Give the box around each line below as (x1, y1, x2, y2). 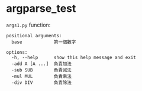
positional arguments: (6, 32, 62, 38)
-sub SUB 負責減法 (11, 67, 72, 73)
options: (6, 49, 28, 55)
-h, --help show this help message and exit (11, 54, 136, 60)
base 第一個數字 (11, 39, 76, 45)
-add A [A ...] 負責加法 (11, 61, 72, 67)
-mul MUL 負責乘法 (11, 73, 72, 79)
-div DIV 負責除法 (11, 79, 72, 86)
